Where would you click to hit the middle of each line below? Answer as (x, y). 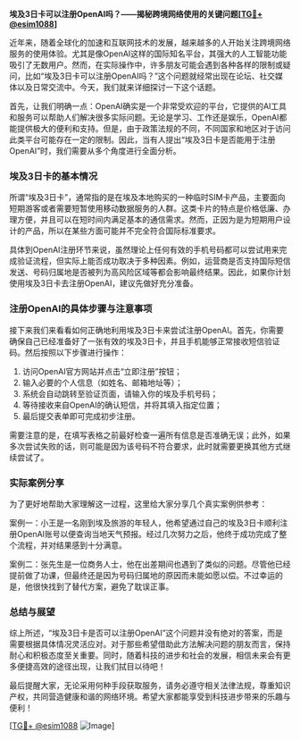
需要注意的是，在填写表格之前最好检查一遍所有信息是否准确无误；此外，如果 (150, 435)
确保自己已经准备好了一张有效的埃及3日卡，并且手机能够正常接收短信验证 (145, 341)
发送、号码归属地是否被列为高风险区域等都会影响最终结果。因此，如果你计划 (150, 273)
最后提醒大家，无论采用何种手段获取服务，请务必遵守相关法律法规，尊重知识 (150, 685)
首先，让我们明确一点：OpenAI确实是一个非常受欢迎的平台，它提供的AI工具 (148, 106)
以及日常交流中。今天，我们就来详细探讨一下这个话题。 (118, 87)
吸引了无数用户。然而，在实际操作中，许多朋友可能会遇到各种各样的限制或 (146, 65)
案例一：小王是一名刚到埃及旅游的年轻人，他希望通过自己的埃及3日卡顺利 (145, 523)
